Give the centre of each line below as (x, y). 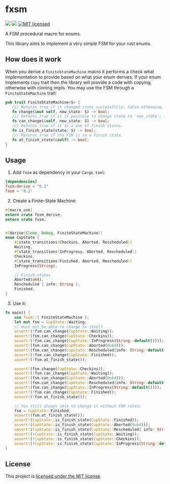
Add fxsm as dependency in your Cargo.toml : (59, 172)
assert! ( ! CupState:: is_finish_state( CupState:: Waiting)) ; (77, 434)
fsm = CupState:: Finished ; (43, 411)
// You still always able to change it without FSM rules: (78, 406)
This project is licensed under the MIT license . (53, 476)
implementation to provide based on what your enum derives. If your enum (83, 77)
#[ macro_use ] (19, 210)
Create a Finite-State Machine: (45, 201)
